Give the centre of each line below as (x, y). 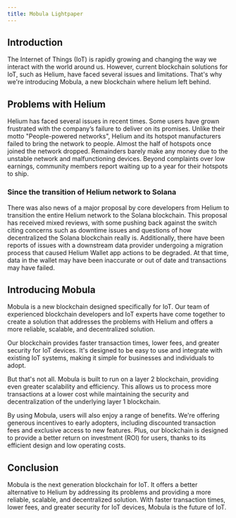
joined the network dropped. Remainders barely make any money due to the (118, 151)
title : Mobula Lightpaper (45, 14)
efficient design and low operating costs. (67, 445)
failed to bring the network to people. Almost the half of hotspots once (109, 144)
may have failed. (31, 267)
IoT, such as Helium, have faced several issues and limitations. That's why (115, 74)
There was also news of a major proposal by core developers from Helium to (118, 207)
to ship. (18, 174)
